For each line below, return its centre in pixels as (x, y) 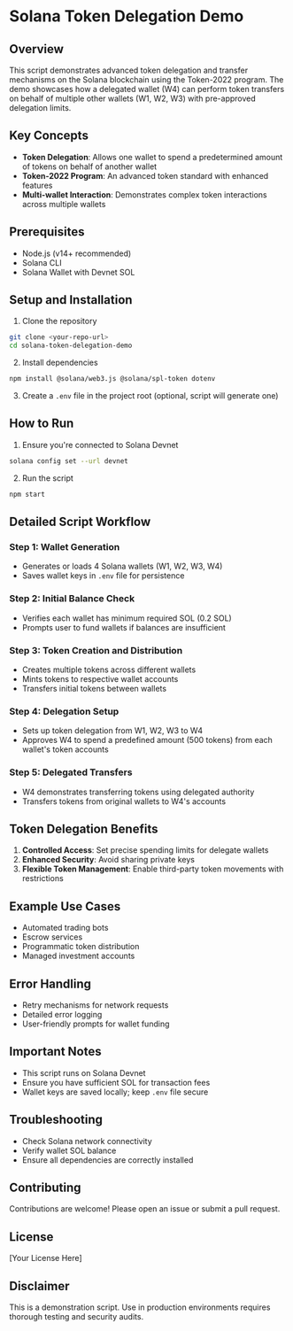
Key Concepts (49, 136)
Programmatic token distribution (81, 947)
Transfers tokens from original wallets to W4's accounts (124, 801)
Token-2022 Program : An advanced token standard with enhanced (145, 175)
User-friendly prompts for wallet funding (96, 1024)
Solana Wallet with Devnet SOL (78, 272)
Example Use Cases (65, 906)
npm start (27, 494)
